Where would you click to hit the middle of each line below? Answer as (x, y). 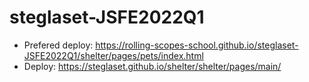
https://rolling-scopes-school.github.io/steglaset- (197, 45)
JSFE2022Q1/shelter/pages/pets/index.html (113, 55)
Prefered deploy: (58, 45)
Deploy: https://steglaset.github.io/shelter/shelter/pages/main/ (152, 66)
